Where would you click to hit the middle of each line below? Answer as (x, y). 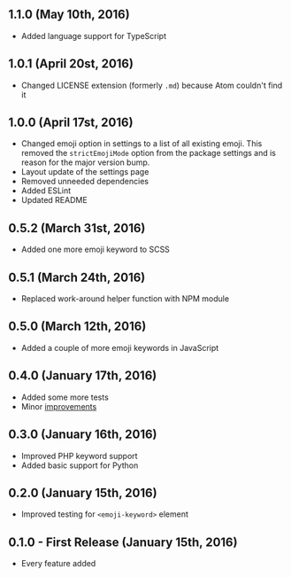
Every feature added (58, 564)
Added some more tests (65, 397)
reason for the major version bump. (85, 162)
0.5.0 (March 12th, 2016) (77, 327)
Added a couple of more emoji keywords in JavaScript (120, 347)
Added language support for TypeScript (94, 35)
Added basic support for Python (80, 465)
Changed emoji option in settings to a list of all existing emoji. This (142, 144)
